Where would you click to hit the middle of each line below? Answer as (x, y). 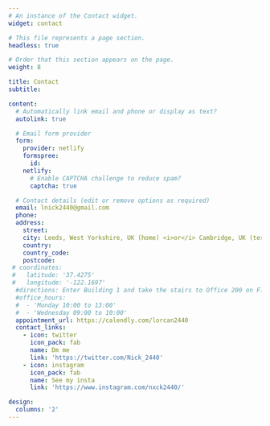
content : (23, 104)
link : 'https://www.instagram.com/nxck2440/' (107, 387)
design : (21, 402)
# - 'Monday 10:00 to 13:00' (66, 305)
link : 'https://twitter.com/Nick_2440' (96, 358)
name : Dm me (49, 350)
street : (35, 230)
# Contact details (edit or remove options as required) (113, 201)
